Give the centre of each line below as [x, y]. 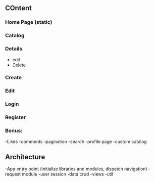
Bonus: [14, 131]
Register [16, 117]
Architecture [25, 157]
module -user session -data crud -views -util [68, 174]
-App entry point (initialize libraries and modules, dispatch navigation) [76, 169]
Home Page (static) [29, 22]
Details [14, 49]
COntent [19, 8]
